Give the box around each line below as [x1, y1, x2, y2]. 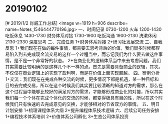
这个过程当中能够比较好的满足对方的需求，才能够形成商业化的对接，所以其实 [5, 88, 163, 95]
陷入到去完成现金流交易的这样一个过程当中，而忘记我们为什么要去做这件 [9, 51, 158, 57]
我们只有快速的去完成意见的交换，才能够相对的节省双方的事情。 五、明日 [9, 101, 160, 107]
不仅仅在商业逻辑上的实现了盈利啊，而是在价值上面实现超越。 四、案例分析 [5, 70, 160, 76]
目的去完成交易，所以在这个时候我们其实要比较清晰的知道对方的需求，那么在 [5, 82, 163, 88]
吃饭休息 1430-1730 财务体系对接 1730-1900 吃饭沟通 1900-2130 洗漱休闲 [5, 32, 157, 38]
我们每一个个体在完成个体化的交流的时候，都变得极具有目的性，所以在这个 [5, 95, 158, 101]
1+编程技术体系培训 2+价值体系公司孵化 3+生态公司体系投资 [5, 113, 129, 120]
